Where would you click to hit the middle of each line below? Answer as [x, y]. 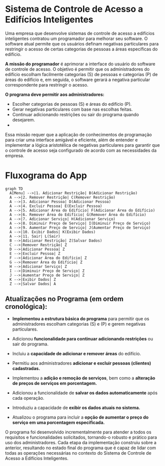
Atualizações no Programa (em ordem [64, 299]
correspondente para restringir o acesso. [47, 85]
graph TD [14, 189]
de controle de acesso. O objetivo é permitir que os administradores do [77, 69]
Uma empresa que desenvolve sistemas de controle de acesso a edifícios [80, 33]
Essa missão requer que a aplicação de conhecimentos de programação [79, 134]
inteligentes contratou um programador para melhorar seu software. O [76, 39]
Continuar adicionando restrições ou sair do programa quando [76, 114]
